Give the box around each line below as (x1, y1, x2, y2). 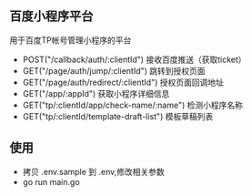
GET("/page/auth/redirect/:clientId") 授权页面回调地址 (22, 77, 225, 88)
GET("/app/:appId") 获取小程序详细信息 (22, 88, 170, 98)
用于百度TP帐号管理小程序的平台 (9, 35, 132, 46)
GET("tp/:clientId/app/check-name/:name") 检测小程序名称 (22, 99, 244, 110)
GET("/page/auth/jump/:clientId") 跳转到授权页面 (22, 65, 207, 76)
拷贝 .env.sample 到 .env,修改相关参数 (22, 166, 166, 177)
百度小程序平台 (9, 8, 94, 25)
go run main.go (22, 176, 80, 187)
